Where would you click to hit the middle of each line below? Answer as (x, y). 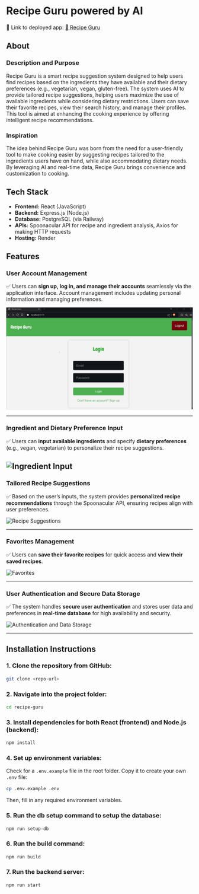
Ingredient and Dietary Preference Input (65, 428)
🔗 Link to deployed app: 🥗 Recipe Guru (53, 27)
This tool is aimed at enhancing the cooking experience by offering (88, 113)
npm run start (24, 885)
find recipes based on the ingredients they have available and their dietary (97, 82)
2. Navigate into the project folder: (57, 694)
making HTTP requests (43, 231)
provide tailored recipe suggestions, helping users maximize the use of (93, 95)
